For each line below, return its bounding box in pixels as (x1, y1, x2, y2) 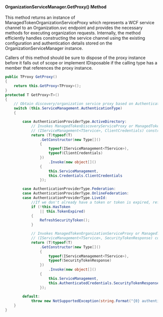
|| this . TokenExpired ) (39, 209, 86, 214)
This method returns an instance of (5, 15, 75, 20)
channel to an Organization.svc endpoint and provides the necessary (5, 25, 143, 31)
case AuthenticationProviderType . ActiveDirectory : (22, 119, 127, 124)
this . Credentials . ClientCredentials (48, 173, 123, 178)
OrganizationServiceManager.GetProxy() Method (5, 4, 107, 10)
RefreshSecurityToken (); (39, 218, 90, 223)
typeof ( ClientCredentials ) (48, 151, 103, 156)
